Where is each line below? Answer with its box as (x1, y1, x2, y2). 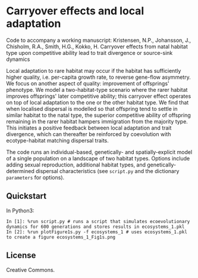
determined (6, 167, 34, 174)
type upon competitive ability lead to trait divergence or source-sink (6, 49, 173, 56)
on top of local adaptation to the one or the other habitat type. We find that (6, 98, 189, 106)
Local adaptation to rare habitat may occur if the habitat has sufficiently (6, 67, 181, 74)
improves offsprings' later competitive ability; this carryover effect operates (6, 92, 191, 100)
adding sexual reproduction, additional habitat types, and (6, 161, 146, 168)
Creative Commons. (6, 266, 55, 273)
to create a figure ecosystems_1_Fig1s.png (6, 234, 116, 240)
